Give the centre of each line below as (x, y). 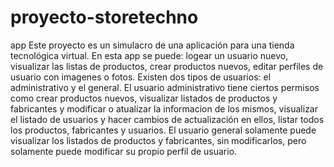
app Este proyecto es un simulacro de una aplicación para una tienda (152, 45)
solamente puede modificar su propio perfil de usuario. (124, 151)
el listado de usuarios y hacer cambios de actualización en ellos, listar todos (167, 119)
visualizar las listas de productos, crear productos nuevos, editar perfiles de (167, 66)
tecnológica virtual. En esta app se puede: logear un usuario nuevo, (149, 55)
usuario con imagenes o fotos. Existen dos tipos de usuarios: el (141, 77)
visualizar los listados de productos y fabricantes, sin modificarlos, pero (158, 140)
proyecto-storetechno (104, 17)
